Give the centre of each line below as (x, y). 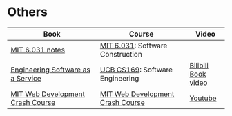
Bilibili (199, 65)
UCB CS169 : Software (136, 70)
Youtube (203, 98)
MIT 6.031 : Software (134, 46)
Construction (121, 54)
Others (28, 12)
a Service (26, 78)
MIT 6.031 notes (38, 50)
